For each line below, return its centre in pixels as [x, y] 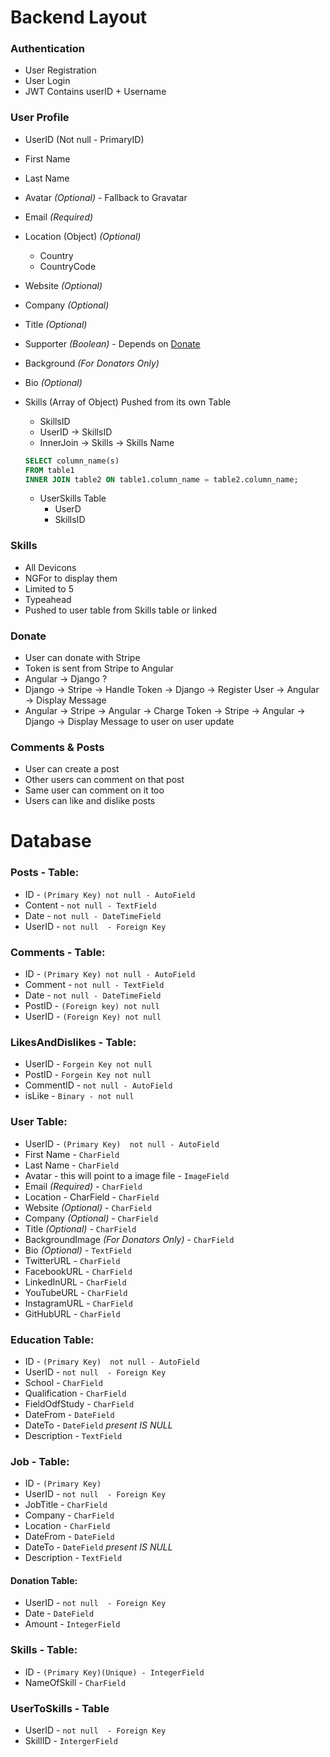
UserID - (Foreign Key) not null [93, 1017]
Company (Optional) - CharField [91, 1218]
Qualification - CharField [75, 1393]
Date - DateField [59, 1613]
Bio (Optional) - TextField [78, 1250]
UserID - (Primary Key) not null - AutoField [122, 1143]
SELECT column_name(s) [72, 461]
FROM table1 [49, 470]
